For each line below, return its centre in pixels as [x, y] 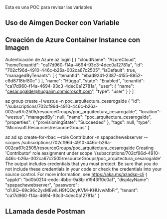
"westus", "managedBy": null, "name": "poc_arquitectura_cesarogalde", [79, 117]
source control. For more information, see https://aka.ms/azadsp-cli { [76, 175]
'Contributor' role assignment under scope [49, 153]
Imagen [17, 48]
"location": [150, 112]
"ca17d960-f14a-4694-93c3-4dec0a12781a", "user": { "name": [70, 86]
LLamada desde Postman [45, 211]
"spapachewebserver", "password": [42, 185]
